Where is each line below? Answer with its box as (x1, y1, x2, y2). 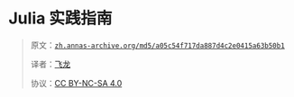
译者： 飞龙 (30, 58, 71, 69)
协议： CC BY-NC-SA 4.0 (30, 77, 123, 88)
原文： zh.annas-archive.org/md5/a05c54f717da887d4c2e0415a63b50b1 (30, 40, 285, 50)
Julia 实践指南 (8, 8, 113, 29)
